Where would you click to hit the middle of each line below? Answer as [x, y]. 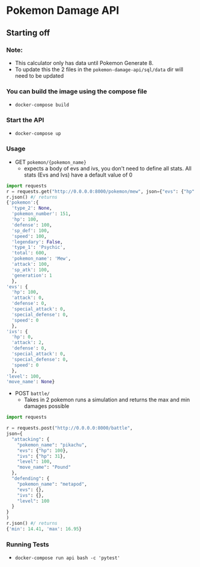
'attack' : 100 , [31, 265]
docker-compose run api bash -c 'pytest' [67, 558]
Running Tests [28, 544]
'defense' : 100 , [32, 225]
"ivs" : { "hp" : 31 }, [41, 456]
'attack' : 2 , [28, 343]
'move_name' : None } [31, 382]
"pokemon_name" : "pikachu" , [52, 445]
